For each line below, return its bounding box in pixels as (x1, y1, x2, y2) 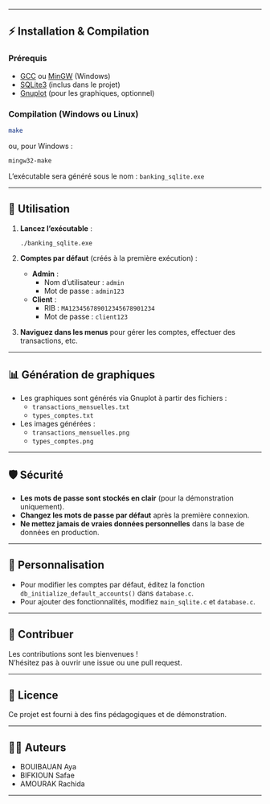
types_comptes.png (31, 438, 94, 446)
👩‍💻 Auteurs (8, 740, 67, 754)
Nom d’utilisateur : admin (43, 278, 125, 287)
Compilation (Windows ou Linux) (8, 108, 139, 119)
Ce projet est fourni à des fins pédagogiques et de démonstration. (8, 710, 227, 719)
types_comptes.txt (31, 412, 94, 420)
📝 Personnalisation (8, 559, 104, 572)
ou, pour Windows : (8, 141, 74, 150)
